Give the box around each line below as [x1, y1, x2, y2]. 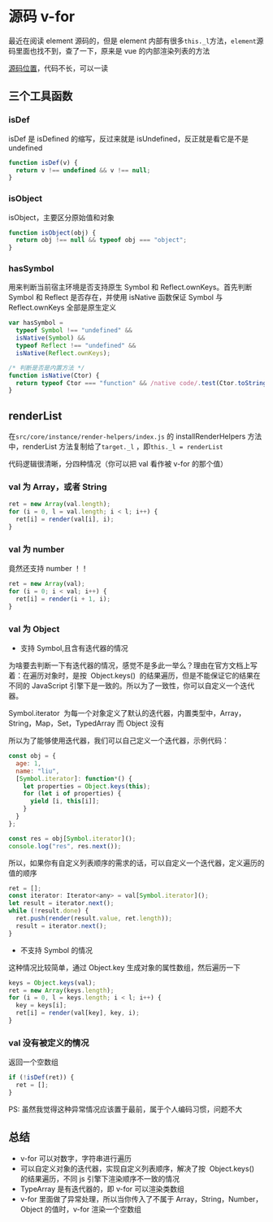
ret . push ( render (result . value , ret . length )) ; [15, 915, 173, 923]
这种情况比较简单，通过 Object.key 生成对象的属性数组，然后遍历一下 [8, 962, 241, 972]
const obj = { [8, 752, 57, 760]
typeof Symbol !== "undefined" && [15, 327, 132, 335]
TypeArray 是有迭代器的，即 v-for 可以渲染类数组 [19, 1184, 185, 1194]
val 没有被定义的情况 [8, 1037, 89, 1048]
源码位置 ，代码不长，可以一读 [8, 63, 108, 73]
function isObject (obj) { [8, 228, 96, 236]
